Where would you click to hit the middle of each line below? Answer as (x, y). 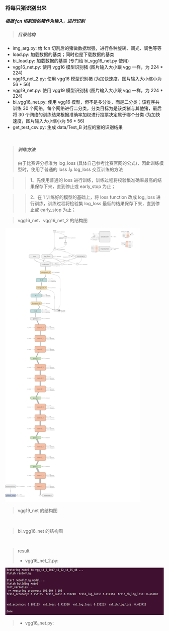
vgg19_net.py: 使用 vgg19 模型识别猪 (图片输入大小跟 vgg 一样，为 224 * (88, 90)
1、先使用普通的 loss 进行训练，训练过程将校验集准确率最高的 (94, 180)
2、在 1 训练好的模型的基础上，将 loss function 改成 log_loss (93, 197)
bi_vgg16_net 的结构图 (40, 531)
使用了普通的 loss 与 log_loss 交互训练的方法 (77, 169)
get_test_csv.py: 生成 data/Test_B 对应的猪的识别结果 (68, 128)
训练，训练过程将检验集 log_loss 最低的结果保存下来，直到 (95, 204)
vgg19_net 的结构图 (37, 511)
